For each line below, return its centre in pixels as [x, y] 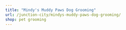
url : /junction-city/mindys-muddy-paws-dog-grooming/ [63, 15]
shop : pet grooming [26, 19]
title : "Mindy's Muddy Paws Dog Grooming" [51, 10]
